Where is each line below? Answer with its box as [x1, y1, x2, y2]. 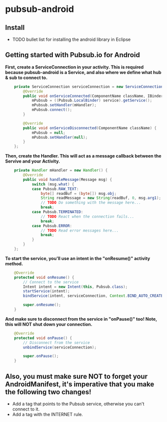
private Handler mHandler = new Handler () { [14, 168, 108, 173]
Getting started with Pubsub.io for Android [5, 51, 140, 59]
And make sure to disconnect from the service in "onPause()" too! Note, [5, 316, 158, 322]
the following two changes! [5, 388, 91, 396]
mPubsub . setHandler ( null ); [31, 135, 88, 140]
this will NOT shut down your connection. [5, 321, 93, 327]
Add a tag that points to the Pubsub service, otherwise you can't [12, 401, 145, 407]
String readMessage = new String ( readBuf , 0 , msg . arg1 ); [40, 195, 162, 201]
